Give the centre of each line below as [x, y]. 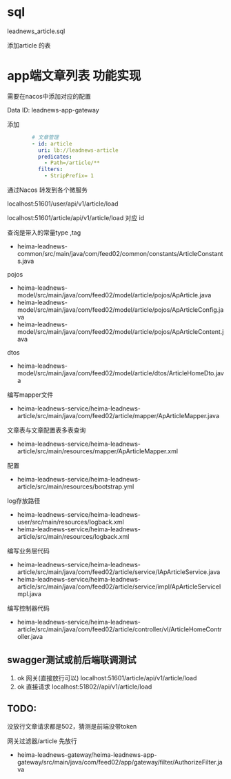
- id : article [52, 144]
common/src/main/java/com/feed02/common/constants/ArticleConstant [120, 254]
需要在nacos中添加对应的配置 [49, 96]
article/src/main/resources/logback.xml [73, 536]
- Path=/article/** [72, 163]
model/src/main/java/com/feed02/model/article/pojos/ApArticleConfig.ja [120, 310]
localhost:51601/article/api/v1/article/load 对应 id [76, 218]
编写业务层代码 [28, 551]
